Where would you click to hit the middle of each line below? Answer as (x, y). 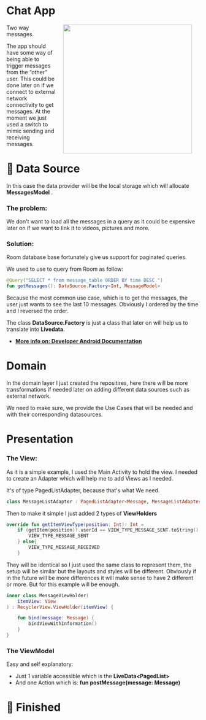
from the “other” (27, 72)
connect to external (31, 91)
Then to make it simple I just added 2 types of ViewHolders (82, 513)
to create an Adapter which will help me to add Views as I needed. (90, 478)
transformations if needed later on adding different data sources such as (98, 390)
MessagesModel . (30, 192)
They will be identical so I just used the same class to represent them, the (99, 565)
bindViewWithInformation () (63, 624)
